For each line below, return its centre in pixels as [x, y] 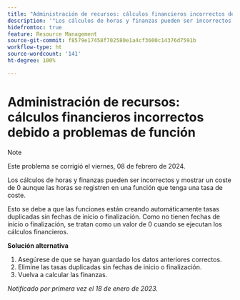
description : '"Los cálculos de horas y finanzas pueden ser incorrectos [120, 21]
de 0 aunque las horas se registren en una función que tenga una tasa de [115, 187]
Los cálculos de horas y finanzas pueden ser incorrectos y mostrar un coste [120, 180]
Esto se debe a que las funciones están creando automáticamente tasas [114, 209]
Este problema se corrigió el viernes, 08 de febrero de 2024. [96, 166]
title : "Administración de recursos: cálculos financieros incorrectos [116, 14]
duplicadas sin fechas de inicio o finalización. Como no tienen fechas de [114, 216]
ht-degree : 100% [31, 61]
